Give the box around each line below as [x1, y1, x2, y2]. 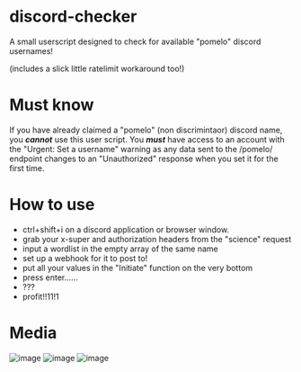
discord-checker [9, 6, 137, 27]
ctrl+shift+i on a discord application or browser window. [22, 223, 230, 235]
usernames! [9, 45, 54, 56]
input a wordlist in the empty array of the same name [22, 243, 218, 254]
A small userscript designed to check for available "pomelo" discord [9, 36, 261, 47]
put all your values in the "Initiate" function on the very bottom [22, 262, 253, 273]
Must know [9, 95, 94, 115]
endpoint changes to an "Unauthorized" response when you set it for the [9, 153, 279, 164]
